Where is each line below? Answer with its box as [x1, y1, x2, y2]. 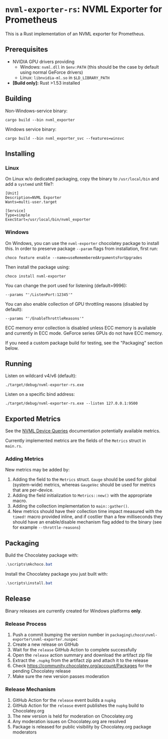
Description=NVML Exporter [5, 195, 62, 200]
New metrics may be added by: [5, 467, 70, 473]
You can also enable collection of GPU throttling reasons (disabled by [5, 301, 149, 307]
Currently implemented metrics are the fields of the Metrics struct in [5, 437, 146, 444]
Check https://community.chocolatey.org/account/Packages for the [12, 663, 152, 669]
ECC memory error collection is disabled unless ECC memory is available [5, 325, 156, 331]
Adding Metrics [5, 455, 44, 462]
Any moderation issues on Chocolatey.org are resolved [12, 718, 126, 724]
